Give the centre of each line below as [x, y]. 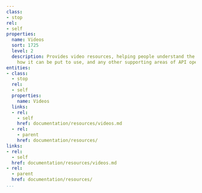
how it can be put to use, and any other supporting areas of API [102, 62]
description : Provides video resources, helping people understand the [103, 57]
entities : [19, 68]
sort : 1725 [25, 46]
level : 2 [23, 51]
